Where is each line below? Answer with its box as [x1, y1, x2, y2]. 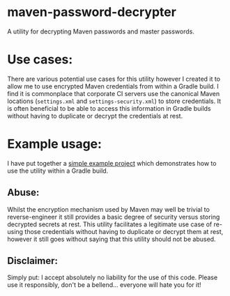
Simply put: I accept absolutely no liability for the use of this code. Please [7, 273, 218, 282]
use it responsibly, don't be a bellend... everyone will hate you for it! [7, 281, 201, 289]
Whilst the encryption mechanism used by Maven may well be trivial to [7, 205, 210, 213]
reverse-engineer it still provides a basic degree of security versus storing [7, 212, 220, 221]
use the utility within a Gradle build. [7, 166, 109, 175]
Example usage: [7, 137, 102, 152]
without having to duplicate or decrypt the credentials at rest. [7, 111, 183, 120]
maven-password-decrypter [7, 4, 176, 20]
